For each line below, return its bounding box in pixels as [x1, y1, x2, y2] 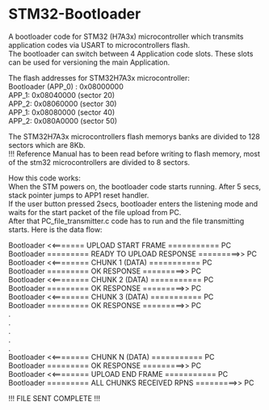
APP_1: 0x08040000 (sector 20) [8, 90, 116, 99]
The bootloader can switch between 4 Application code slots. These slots [8, 49, 254, 58]
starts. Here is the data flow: [8, 224, 103, 235]
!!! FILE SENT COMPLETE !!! [8, 393, 101, 403]
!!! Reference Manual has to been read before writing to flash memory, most [8, 149, 261, 159]
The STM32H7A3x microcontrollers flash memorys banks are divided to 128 [8, 131, 260, 142]
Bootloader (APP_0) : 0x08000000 [8, 82, 124, 91]
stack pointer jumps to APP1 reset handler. [8, 190, 149, 200]
